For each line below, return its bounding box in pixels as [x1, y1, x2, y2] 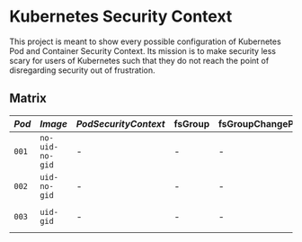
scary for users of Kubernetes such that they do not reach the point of [9, 55, 270, 66]
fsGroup [173, 117, 209, 130]
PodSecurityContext [75, 117, 165, 130]
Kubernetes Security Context [9, 6, 233, 27]
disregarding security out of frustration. [9, 65, 155, 76]
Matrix [9, 91, 47, 106]
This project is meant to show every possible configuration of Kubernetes [9, 36, 281, 47]
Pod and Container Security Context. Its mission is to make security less [9, 45, 277, 56]
